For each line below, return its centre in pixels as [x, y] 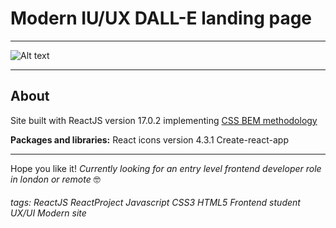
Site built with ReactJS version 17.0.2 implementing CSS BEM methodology [164, 120]
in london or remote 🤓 [55, 179]
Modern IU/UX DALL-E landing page [161, 18]
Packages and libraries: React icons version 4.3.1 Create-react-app [149, 139]
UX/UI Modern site [48, 213]
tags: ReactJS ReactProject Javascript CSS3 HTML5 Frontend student [155, 203]
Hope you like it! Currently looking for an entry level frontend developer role [166, 168]
